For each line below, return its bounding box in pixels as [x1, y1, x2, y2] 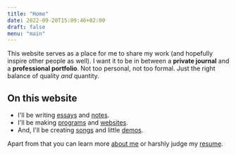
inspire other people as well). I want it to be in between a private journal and [7, 57, 230, 66]
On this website [7, 92, 77, 104]
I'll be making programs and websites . [17, 118, 128, 127]
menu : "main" [7, 30, 46, 37]
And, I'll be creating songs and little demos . [17, 126, 144, 135]
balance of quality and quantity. [7, 72, 100, 80]
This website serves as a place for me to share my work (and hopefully [7, 49, 213, 58]
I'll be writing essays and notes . [17, 111, 110, 120]
